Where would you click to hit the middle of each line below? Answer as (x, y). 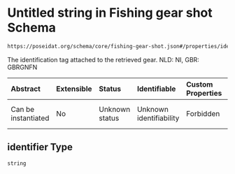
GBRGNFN (22, 67)
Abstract (26, 89)
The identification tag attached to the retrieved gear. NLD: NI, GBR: (103, 59)
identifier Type (40, 147)
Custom (200, 84)
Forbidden (203, 113)
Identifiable (156, 89)
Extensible (74, 89)
